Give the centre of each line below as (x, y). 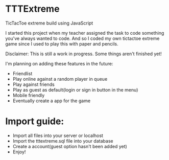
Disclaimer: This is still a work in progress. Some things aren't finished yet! (83, 54)
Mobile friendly (29, 95)
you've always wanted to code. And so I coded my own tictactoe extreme (82, 38)
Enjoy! (19, 152)
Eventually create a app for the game (52, 101)
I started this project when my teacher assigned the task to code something (85, 33)
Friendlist (22, 73)
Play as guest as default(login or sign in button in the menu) (75, 89)
